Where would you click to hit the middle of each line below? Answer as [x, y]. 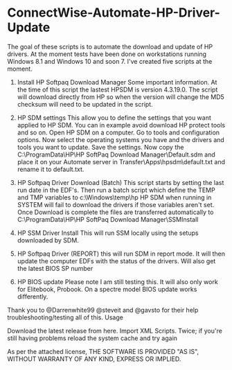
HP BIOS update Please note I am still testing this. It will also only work [117, 281]
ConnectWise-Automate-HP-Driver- [114, 13]
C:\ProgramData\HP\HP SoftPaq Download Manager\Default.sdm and [116, 155]
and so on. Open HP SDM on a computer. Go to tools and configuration [118, 132]
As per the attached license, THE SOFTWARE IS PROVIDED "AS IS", [103, 351]
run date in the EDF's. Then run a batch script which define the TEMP [116, 190]
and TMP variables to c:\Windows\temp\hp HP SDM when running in [114, 197]
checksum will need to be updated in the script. [85, 104]
